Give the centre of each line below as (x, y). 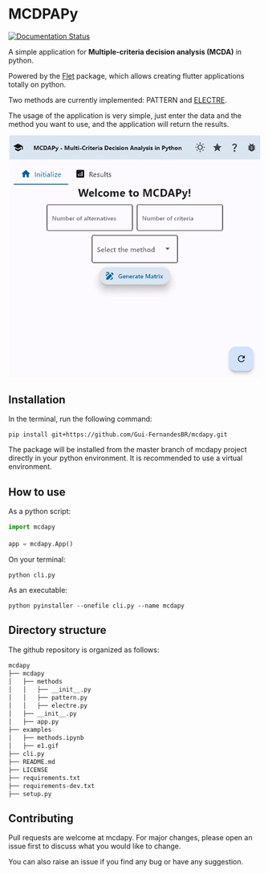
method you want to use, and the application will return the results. (119, 124)
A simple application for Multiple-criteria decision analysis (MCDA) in (125, 51)
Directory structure (57, 630)
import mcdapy (32, 527)
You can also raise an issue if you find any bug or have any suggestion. (126, 862)
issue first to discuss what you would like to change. (95, 846)
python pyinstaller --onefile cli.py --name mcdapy (96, 606)
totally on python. (37, 84)
